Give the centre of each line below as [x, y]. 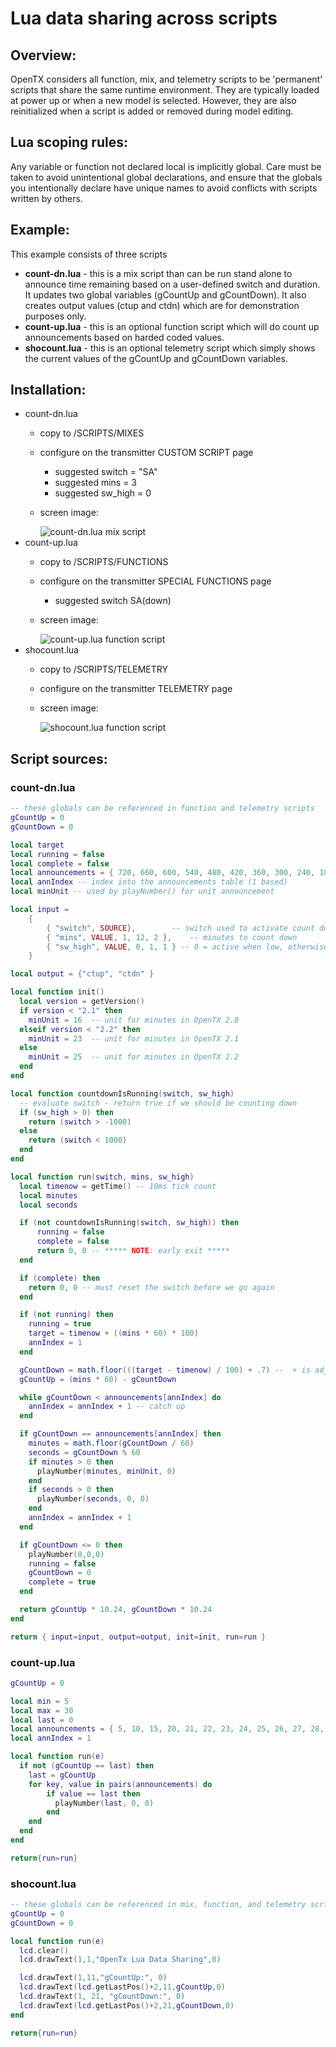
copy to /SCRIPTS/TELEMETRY [103, 669]
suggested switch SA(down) [113, 601]
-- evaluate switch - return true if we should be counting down [158, 1103]
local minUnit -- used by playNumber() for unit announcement [142, 892]
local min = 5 [40, 1701]
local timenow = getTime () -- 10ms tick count [118, 1186]
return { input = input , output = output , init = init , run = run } [138, 1637]
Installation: [48, 390]
